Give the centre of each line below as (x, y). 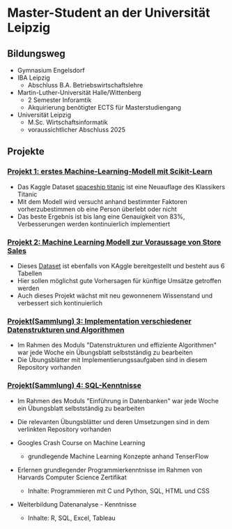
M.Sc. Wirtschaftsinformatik (68, 122)
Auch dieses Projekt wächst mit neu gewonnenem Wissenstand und (115, 296)
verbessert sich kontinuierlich (60, 303)
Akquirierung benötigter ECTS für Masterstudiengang (104, 107)
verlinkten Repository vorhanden (64, 429)
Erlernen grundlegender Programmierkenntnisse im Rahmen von (110, 470)
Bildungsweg (37, 53)
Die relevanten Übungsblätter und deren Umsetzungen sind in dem (113, 421)
